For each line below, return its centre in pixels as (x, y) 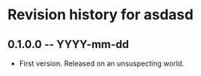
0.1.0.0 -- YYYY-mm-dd (68, 44)
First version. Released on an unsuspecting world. (102, 63)
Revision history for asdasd (100, 15)
